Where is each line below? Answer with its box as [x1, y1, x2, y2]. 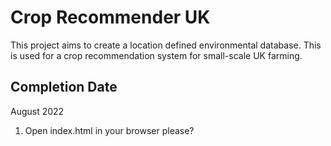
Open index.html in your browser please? [24, 124, 195, 136]
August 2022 [10, 105, 65, 117]
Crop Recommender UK [10, 6, 211, 29]
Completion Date [10, 79, 118, 96]
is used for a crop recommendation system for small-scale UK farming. [10, 49, 303, 61]
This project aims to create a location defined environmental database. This [10, 39, 322, 51]
